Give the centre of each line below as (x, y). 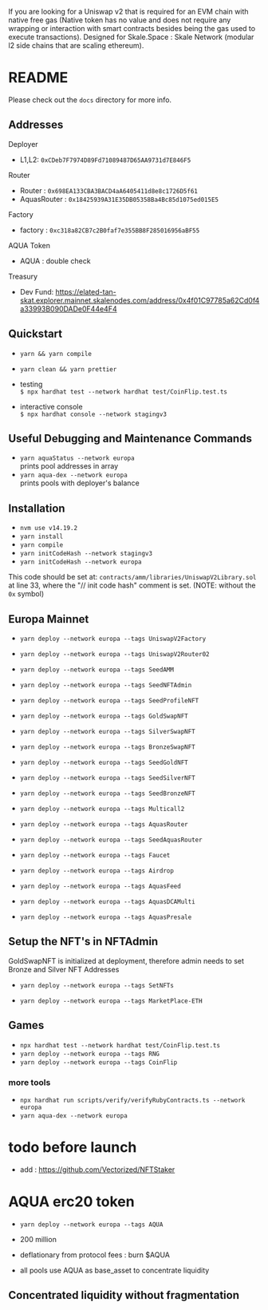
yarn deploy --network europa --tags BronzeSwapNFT (107, 747)
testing (31, 384)
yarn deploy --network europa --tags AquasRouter (104, 825)
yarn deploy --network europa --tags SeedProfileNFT (109, 701)
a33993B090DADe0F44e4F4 (68, 309)
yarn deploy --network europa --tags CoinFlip (99, 1062)
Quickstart (35, 334)
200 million (38, 1239)
